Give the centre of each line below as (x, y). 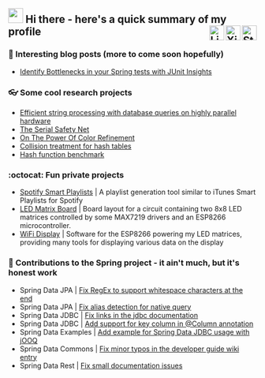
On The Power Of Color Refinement (77, 137)
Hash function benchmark (62, 154)
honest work (33, 273)
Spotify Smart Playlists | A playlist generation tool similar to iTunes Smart (138, 192)
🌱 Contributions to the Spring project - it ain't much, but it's (124, 263)
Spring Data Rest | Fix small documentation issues (101, 365)
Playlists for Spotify (51, 200)
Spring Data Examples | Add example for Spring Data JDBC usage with (134, 331)
